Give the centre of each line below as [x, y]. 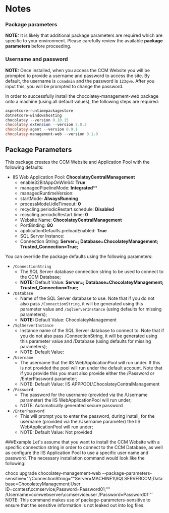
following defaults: [24, 167]
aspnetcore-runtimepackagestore [39, 111]
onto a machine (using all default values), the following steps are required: [82, 101]
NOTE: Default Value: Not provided [56, 432]
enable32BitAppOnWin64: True [53, 182]
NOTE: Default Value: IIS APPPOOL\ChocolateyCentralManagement [90, 384]
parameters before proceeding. [38, 46]
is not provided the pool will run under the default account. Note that [91, 368]
